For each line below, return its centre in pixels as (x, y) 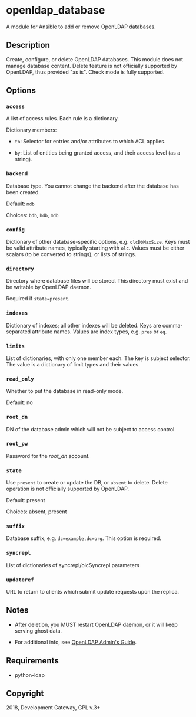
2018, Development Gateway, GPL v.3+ (53, 708)
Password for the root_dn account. (48, 456)
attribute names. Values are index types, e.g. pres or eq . (99, 332)
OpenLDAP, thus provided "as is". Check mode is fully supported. (85, 72)
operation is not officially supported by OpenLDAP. (68, 489)
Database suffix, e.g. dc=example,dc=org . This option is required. (84, 538)
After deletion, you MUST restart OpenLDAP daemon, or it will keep (96, 624)
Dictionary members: (31, 130)
